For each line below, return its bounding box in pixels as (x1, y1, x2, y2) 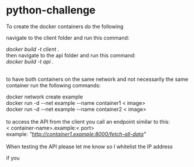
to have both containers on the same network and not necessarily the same (6, 76, 189, 83)
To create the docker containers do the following (6, 23, 124, 30)
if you (6, 154, 20, 161)
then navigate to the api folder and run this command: (6, 52, 136, 59)
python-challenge (6, 4, 96, 17)
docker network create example (6, 93, 83, 100)
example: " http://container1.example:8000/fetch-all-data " (6, 130, 147, 138)
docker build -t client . (6, 45, 60, 53)
